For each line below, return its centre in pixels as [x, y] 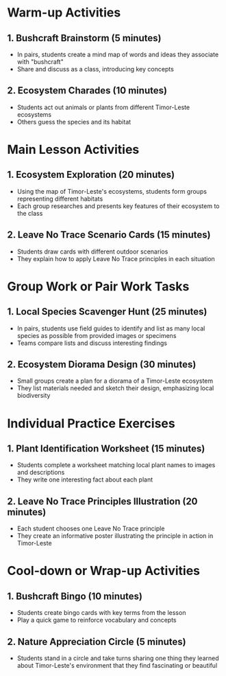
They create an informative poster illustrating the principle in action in [115, 536]
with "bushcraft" [40, 62]
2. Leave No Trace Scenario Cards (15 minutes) [109, 235]
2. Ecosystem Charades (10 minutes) [87, 91]
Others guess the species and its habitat [74, 122]
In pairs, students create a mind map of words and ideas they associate [118, 54]
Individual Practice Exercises [91, 423]
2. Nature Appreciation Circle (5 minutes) [97, 641]
